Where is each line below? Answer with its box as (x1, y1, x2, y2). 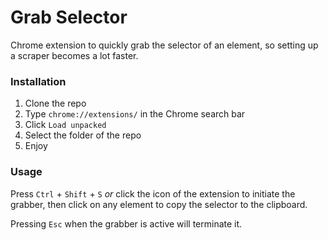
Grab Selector (10, 6, 128, 29)
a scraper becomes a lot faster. (10, 49, 139, 61)
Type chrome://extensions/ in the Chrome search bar (24, 108, 246, 120)
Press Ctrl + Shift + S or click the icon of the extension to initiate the (10, 187, 296, 200)
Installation (10, 74, 67, 88)
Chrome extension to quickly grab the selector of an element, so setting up (10, 39, 319, 51)
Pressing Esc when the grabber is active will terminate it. (10, 217, 243, 230)
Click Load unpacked (24, 119, 107, 131)
